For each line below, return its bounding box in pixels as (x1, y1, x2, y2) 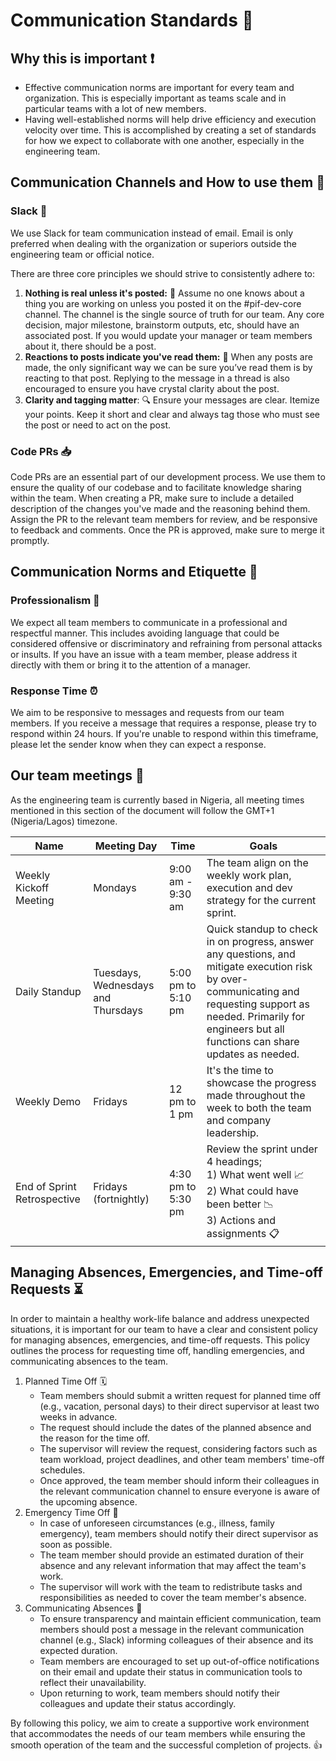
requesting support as (206, 997, 310, 1011)
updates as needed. (206, 1047, 300, 1061)
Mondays (93, 880, 137, 894)
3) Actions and (206, 1213, 277, 1227)
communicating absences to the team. (10, 1355, 168, 1367)
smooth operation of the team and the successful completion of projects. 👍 (10, 1739, 323, 1751)
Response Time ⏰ (10, 684, 98, 698)
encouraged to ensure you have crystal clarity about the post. (24, 382, 280, 394)
